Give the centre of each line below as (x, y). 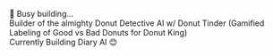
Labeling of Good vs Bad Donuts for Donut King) (98, 32)
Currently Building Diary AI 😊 (64, 42)
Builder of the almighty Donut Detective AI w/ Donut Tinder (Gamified (137, 23)
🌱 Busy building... (42, 14)
